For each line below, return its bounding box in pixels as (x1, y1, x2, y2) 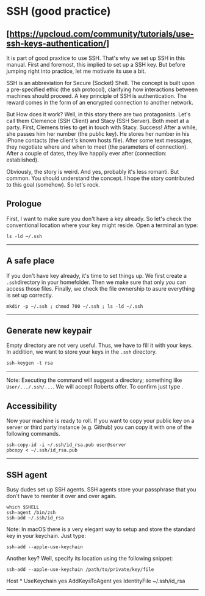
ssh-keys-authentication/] (6, 38, 110, 48)
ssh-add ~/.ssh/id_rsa (6, 515, 64, 521)
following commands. (6, 430, 60, 438)
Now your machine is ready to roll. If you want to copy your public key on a (6, 417, 195, 425)
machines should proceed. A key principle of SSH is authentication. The (6, 92, 187, 99)
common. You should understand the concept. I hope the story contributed (6, 174, 195, 182)
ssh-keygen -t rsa (6, 360, 53, 367)
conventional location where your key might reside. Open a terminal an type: (6, 222, 198, 229)
